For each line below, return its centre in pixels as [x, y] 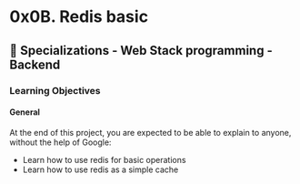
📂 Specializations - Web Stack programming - [141, 51]
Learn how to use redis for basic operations [104, 159]
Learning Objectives [55, 90]
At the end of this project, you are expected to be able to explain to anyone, [150, 132]
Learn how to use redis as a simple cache [100, 169]
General [25, 112]
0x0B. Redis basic [79, 17]
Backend [35, 64]
